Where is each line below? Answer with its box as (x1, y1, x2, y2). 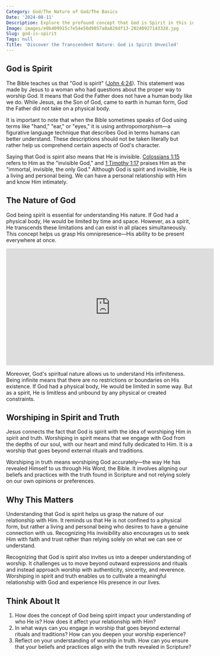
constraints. (6, 395, 36, 403)
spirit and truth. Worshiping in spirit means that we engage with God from (6, 435, 186, 442)
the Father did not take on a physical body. (6, 104, 111, 112)
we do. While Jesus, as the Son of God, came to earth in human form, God (6, 99, 188, 106)
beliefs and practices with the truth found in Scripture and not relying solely (6, 471, 191, 478)
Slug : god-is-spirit (6, 31, 58, 37)
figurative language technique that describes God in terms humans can (6, 129, 180, 136)
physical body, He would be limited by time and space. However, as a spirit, (6, 217, 191, 224)
